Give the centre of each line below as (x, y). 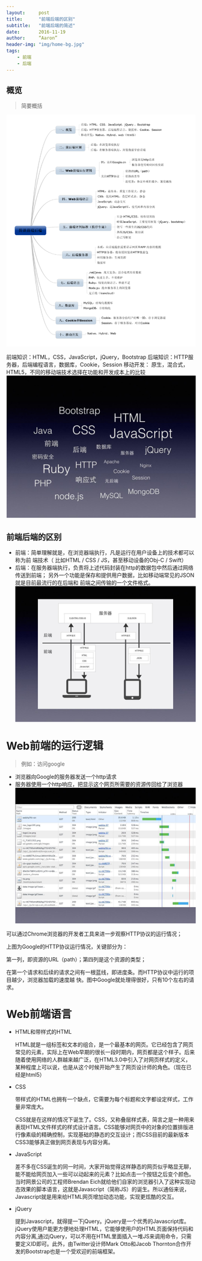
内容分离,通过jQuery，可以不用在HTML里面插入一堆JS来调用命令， (98, 1236)
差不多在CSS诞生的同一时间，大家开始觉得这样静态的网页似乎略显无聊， (104, 1167)
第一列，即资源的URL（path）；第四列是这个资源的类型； (76, 960)
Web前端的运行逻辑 (55, 746)
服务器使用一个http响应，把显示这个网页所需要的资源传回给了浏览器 (99, 784)
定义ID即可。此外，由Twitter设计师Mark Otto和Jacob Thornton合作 (103, 1244)
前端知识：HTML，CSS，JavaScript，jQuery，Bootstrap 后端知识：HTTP (97, 357)
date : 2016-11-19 (36, 32)
